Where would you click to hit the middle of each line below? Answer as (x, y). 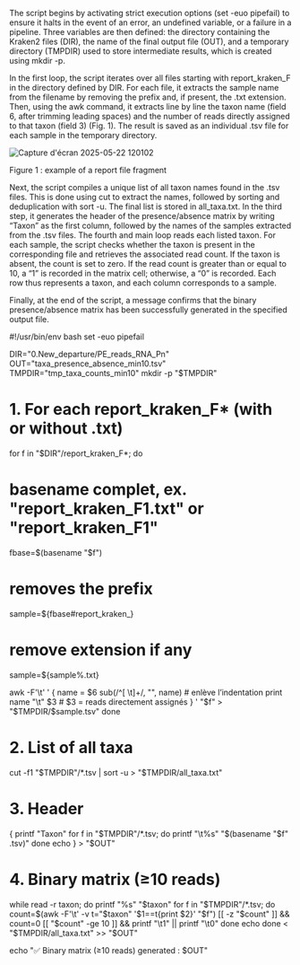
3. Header (47, 808)
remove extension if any (101, 650)
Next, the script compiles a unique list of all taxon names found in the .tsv (145, 187)
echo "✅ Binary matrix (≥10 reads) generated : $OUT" (109, 950)
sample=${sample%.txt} (55, 675)
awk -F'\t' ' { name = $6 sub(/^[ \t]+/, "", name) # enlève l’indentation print (146, 692)
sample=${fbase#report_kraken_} (72, 613)
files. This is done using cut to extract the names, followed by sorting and (145, 197)
